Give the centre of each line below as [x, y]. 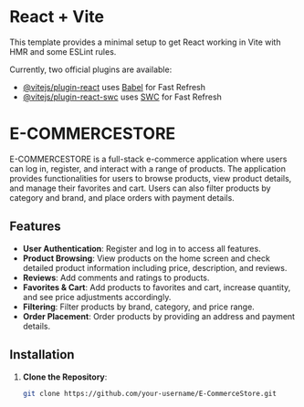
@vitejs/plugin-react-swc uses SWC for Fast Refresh [122, 97]
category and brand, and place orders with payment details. [122, 197]
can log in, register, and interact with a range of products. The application [147, 168]
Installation [42, 355]
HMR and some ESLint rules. [63, 51]
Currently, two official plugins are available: [91, 69]
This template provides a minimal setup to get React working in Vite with [145, 42]
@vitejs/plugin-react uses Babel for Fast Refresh [114, 87]
